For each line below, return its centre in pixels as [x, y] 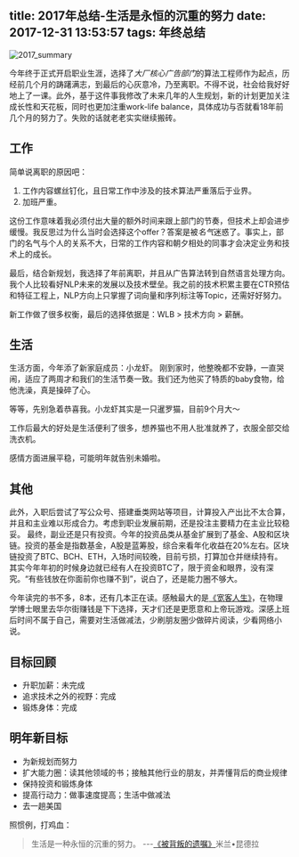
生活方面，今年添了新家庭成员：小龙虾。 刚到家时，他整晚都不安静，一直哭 [147, 368]
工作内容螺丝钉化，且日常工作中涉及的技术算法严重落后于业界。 [139, 191]
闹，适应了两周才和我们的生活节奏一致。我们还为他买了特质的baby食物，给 [147, 379]
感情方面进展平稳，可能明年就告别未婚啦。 [87, 458]
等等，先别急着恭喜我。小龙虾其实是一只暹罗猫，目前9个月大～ [125, 409]
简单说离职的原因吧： [48, 171]
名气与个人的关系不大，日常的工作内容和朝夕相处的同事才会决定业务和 [153, 242]
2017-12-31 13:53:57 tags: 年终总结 [108, 33]
